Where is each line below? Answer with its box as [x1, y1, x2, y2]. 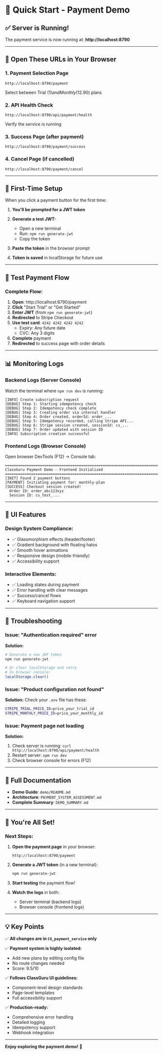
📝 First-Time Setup [5, 184, 63, 193]
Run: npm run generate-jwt [19, 231, 74, 236]
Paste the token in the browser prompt [12, 245, 90, 251]
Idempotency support [12, 1024, 56, 1030]
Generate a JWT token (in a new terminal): [12, 861, 98, 868]
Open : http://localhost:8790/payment [12, 299, 87, 305]
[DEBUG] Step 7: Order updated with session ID [5, 427, 103, 432]
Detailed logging [12, 1019, 45, 1025]
